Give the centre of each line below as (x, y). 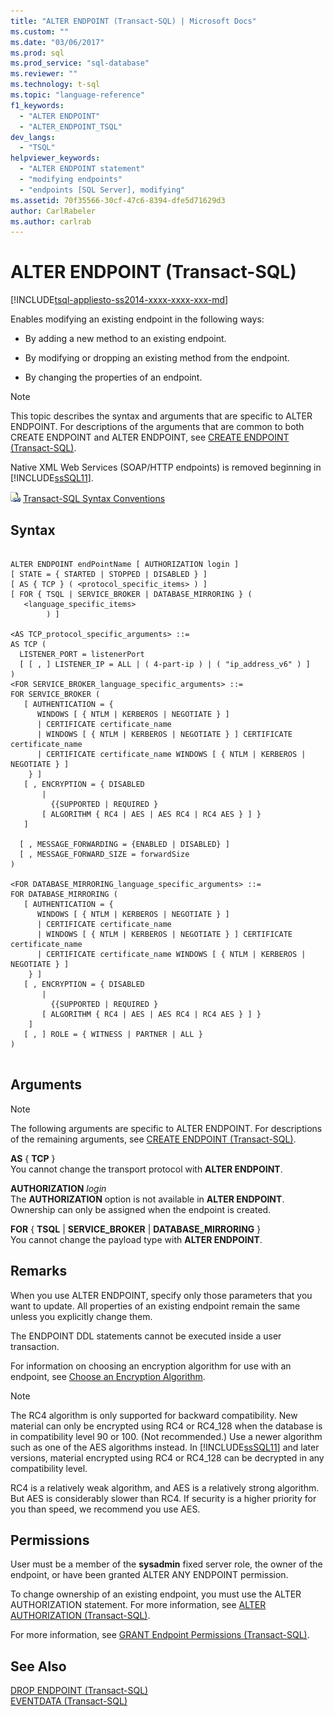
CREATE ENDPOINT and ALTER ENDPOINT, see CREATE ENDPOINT (150, 437)
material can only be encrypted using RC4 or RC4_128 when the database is (166, 1426)
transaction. (35, 1346)
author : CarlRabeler (53, 211)
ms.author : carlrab (51, 221)
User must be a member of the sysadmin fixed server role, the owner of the (166, 1564)
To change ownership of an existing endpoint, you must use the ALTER (156, 1594)
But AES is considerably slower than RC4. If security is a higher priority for (163, 1498)
